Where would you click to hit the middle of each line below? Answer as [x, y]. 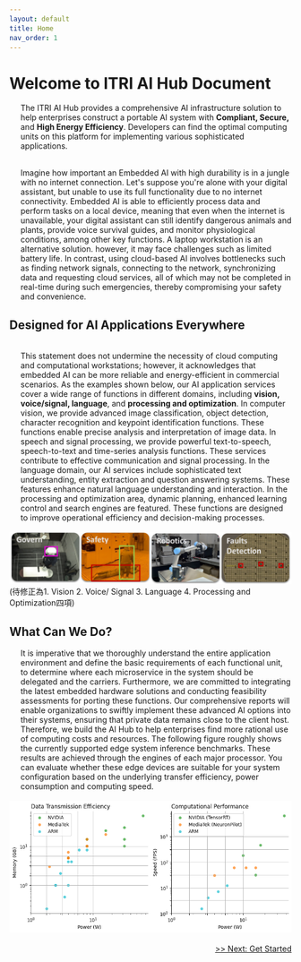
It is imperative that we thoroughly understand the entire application [146, 653]
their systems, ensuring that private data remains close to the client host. [155, 719]
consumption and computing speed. [87, 786]
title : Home [31, 28]
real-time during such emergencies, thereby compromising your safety [151, 288]
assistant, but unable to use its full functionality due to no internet [142, 192]
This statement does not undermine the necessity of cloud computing [149, 356]
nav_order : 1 [34, 38]
